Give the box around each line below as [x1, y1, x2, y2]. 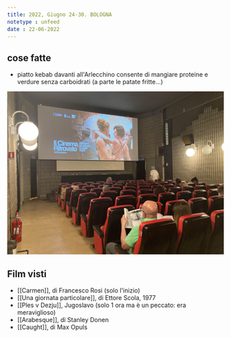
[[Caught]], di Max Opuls [16, 323, 88, 331]
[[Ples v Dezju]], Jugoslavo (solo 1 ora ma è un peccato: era [16, 301, 187, 309]
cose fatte [7, 52, 52, 63]
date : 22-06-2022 [7, 26, 60, 32]
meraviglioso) [16, 308, 56, 317]
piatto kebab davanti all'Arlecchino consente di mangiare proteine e [16, 70, 208, 79]
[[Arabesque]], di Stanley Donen [16, 316, 109, 324]
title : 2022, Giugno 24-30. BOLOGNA [7, 11, 112, 18]
